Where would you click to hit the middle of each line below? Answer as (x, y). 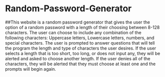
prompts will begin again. (31, 69)
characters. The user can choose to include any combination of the (73, 32)
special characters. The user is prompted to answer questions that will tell (80, 43)
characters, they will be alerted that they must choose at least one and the (81, 64)
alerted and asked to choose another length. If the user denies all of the (78, 58)
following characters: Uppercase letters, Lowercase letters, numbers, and (80, 38)
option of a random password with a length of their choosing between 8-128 (82, 27)
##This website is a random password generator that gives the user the (78, 22)
